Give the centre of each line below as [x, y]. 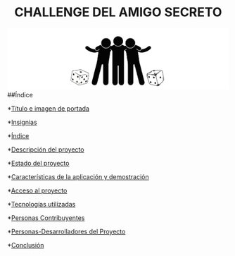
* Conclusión [26, 245]
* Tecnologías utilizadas [42, 205]
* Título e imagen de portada [49, 109]
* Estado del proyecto [38, 164]
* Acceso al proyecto [37, 190]
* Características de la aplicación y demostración [78, 177]
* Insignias [22, 122]
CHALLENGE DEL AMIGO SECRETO [118, 12]
